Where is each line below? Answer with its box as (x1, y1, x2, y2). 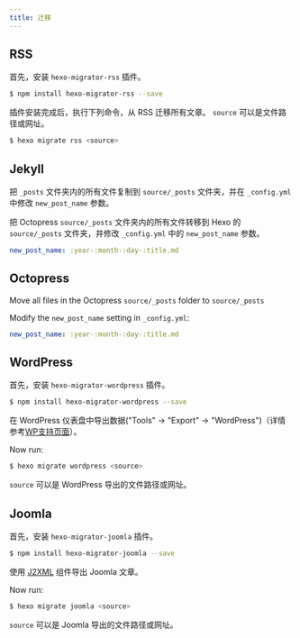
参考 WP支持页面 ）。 (9, 426, 82, 437)
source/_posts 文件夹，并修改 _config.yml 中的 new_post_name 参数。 (9, 228, 265, 239)
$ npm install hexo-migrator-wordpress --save (9, 397, 187, 406)
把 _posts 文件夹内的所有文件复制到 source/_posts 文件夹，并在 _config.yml (9, 187, 292, 196)
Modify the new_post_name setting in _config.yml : (9, 312, 190, 323)
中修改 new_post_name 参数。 (9, 197, 114, 208)
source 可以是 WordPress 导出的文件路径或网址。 (9, 479, 192, 490)
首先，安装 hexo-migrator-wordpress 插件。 (9, 379, 170, 390)
